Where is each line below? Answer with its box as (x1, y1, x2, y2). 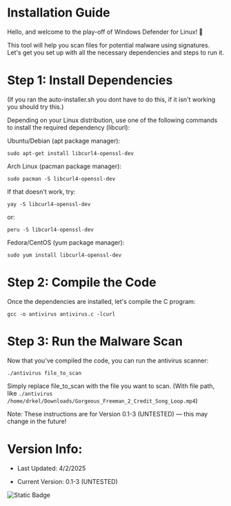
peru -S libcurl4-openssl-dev (7, 226, 94, 233)
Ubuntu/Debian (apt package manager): (7, 136, 121, 145)
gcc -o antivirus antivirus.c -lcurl (7, 310, 116, 318)
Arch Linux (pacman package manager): (7, 162, 122, 170)
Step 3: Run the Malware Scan (7, 334, 183, 349)
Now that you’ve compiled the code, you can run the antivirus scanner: (7, 356, 209, 365)
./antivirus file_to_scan (7, 370, 81, 376)
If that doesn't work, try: (7, 188, 76, 196)
